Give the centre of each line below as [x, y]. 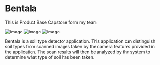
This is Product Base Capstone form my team [51, 22]
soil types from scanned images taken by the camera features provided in [80, 46]
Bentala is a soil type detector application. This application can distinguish [80, 41]
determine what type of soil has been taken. [50, 57]
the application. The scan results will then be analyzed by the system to [78, 52]
